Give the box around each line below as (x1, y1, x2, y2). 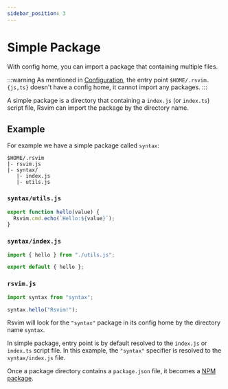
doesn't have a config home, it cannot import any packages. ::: (30, 83, 207, 91)
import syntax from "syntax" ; (7, 294, 94, 300)
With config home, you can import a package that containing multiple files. (7, 62, 218, 71)
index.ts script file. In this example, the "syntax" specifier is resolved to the (7, 346, 222, 355)
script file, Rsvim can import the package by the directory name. (7, 104, 189, 112)
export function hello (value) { (7, 209, 100, 215)
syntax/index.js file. (7, 354, 66, 362)
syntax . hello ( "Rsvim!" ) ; (7, 306, 78, 313)
